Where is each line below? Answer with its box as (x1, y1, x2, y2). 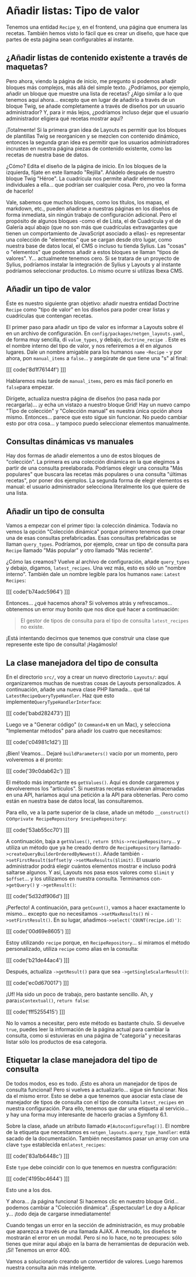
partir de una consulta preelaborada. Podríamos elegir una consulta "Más (6, 464, 183, 472)
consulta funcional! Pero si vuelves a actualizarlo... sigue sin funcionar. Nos (6, 1086, 188, 1093)
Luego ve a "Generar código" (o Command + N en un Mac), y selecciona (6, 721, 171, 728)
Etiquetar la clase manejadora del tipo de (6, 1055, 158, 1065)
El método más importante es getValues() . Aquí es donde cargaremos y (6, 779, 180, 786)
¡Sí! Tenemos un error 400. (6, 1246, 71, 1254)
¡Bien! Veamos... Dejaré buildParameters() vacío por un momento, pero (6, 750, 178, 756)
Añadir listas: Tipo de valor (6, 4, 140, 18)
